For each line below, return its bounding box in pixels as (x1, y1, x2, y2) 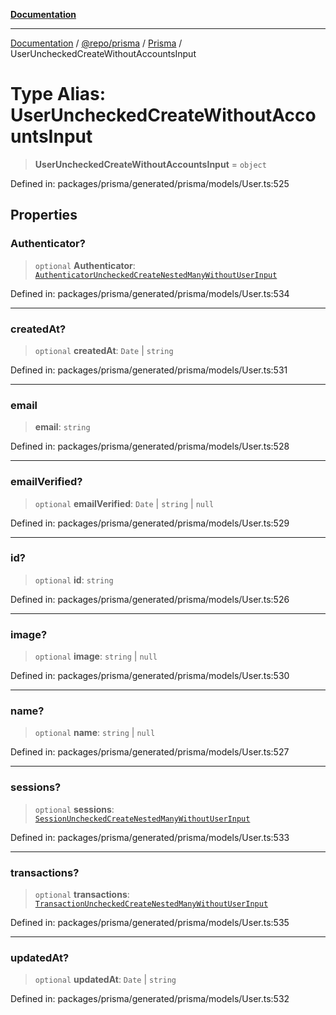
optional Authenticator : (34, 259, 136, 271)
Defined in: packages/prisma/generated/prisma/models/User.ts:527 (10, 746, 290, 758)
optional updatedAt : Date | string (34, 974, 177, 986)
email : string (34, 421, 91, 433)
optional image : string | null (34, 650, 158, 663)
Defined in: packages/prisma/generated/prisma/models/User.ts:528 (10, 440, 290, 453)
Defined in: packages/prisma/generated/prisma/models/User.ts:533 (10, 831, 290, 843)
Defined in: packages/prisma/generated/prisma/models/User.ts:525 (10, 177, 290, 189)
